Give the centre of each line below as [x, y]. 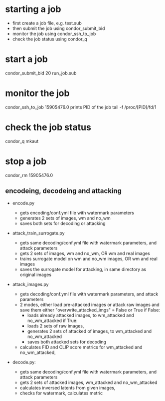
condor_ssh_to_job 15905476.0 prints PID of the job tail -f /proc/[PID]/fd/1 [81, 107]
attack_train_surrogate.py [38, 233]
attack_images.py [30, 284]
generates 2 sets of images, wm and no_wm [65, 218]
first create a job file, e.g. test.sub [47, 23]
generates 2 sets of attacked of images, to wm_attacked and [89, 331]
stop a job [26, 161]
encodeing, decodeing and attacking [64, 191]
